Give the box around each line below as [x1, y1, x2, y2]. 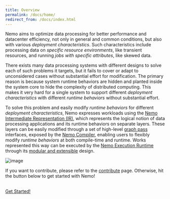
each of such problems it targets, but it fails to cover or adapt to [5, 68, 139, 74]
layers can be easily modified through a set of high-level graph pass [5, 126, 148, 132]
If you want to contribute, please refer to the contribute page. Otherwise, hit [5, 167, 164, 174]
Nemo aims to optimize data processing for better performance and [5, 31, 147, 37]
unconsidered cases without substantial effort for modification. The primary [5, 73, 164, 79]
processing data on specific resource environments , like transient [5, 47, 142, 53]
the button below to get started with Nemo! [5, 173, 95, 179]
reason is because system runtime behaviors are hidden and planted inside [5, 78, 162, 84]
